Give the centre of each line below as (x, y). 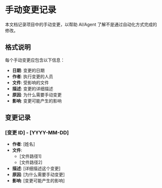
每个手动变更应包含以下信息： (35, 60)
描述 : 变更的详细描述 (33, 89)
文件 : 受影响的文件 (30, 82)
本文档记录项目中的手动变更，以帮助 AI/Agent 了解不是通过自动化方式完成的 (81, 24)
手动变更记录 (31, 10)
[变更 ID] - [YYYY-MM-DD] (37, 133)
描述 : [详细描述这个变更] (36, 169)
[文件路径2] (31, 162)
